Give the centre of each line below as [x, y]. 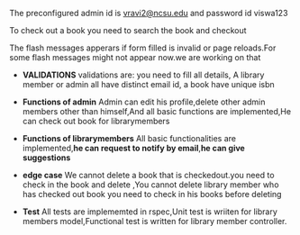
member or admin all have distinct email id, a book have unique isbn [148, 84]
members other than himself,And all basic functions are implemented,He [156, 111]
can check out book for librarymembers [96, 121]
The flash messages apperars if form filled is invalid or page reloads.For [143, 48]
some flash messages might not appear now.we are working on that [135, 57]
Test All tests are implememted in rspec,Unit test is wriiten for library [150, 212]
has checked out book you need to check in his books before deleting [152, 194]
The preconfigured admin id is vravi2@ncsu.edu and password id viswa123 [149, 13]
